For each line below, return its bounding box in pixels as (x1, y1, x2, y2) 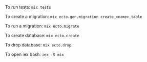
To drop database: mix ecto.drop (5, 42, 72, 48)
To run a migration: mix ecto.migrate (5, 23, 80, 29)
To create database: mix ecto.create (5, 33, 80, 38)
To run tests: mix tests (5, 4, 51, 10)
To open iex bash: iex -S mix (5, 51, 64, 57)
